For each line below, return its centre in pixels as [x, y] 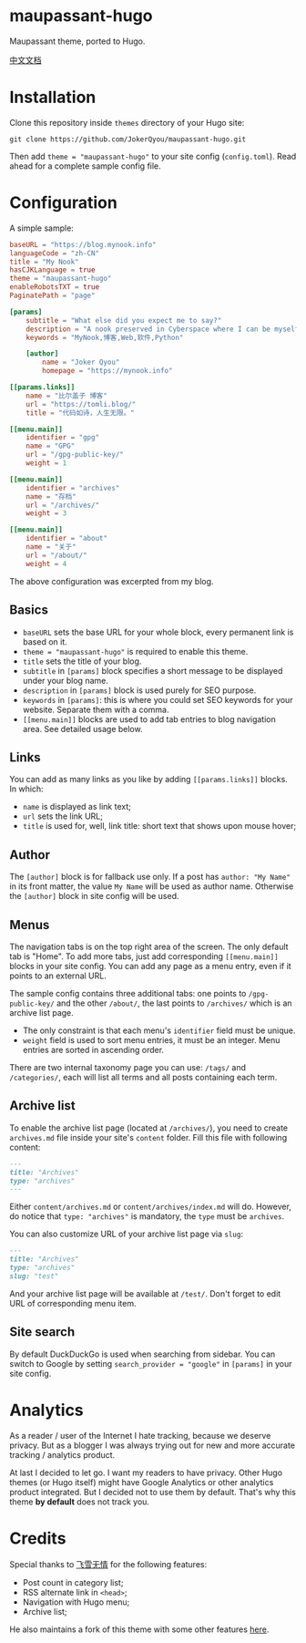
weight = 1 [46, 463]
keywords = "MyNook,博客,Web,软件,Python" [105, 337]
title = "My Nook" [44, 262]
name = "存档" [51, 496]
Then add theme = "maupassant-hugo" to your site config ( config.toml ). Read [153, 156]
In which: [26, 789]
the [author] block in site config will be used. [94, 896]
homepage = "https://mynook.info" [107, 371]
